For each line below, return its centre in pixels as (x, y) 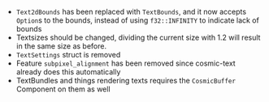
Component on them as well (63, 89)
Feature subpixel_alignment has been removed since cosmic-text (126, 63)
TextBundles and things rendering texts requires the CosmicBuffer (126, 81)
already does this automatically (68, 72)
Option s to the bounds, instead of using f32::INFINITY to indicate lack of (138, 20)
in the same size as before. (61, 46)
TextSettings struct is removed (68, 55)
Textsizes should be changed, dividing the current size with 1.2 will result (138, 37)
